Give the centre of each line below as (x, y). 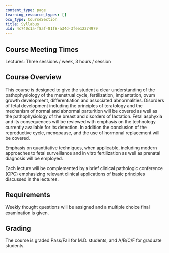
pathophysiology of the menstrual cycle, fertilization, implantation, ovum (80, 95)
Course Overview (33, 77)
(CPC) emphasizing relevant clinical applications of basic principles (75, 174)
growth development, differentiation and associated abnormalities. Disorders (85, 100)
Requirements (28, 195)
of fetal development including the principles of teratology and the (74, 106)
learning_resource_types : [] (36, 15)
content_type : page (26, 10)
